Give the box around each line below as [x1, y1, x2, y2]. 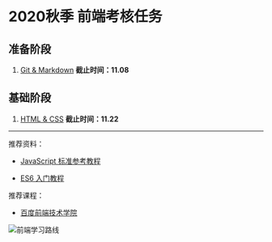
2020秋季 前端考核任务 [8, 7, 163, 26]
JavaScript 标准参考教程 [19, 155, 101, 166]
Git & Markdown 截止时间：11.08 [19, 66, 130, 74]
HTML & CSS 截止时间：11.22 [19, 114, 119, 124]
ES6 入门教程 [19, 173, 65, 183]
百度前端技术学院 [19, 207, 78, 217]
